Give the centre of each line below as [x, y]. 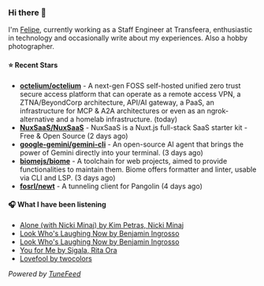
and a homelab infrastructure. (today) [117, 119]
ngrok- [218, 110]
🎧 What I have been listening [57, 205]
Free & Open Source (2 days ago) [74, 136]
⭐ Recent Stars [33, 65]
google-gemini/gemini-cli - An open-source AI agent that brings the [132, 144]
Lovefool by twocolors [56, 258]
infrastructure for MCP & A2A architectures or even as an [112, 110]
